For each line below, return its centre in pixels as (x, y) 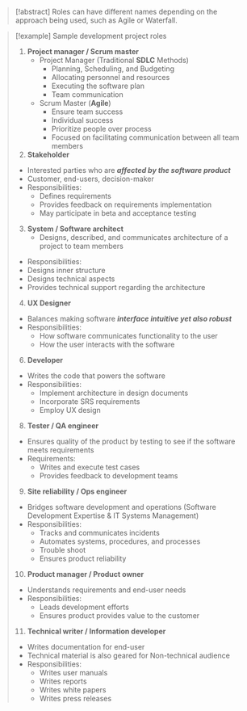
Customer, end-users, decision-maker (90, 179)
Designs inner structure (66, 270)
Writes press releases (75, 698)
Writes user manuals (73, 673)
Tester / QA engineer (63, 426)
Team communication (87, 95)
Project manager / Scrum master (83, 51)
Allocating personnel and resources (111, 77)
